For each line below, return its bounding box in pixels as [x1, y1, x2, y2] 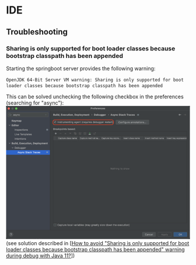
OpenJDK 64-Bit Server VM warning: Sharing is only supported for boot [6, 77, 184, 82]
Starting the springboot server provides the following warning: [6, 65, 156, 72]
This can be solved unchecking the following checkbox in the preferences [6, 93, 184, 100]
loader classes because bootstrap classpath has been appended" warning [6, 246, 185, 253]
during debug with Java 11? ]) [6, 252, 75, 259]
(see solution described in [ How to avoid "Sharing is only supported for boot [6, 239, 190, 246]
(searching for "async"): [6, 99, 64, 106]
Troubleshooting [6, 27, 68, 37]
